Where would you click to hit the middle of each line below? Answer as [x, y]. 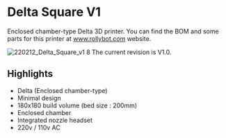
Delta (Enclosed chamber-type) [62, 90]
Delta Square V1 [54, 12]
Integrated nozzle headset [55, 120]
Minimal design [39, 98]
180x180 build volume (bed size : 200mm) [77, 105]
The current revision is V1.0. [131, 52]
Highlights [30, 74]
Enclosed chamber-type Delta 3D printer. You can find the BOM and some [113, 31]
